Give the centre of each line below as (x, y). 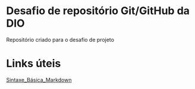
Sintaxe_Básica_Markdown (39, 80)
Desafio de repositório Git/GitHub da (98, 11)
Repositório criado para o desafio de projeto (60, 39)
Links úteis (34, 64)
